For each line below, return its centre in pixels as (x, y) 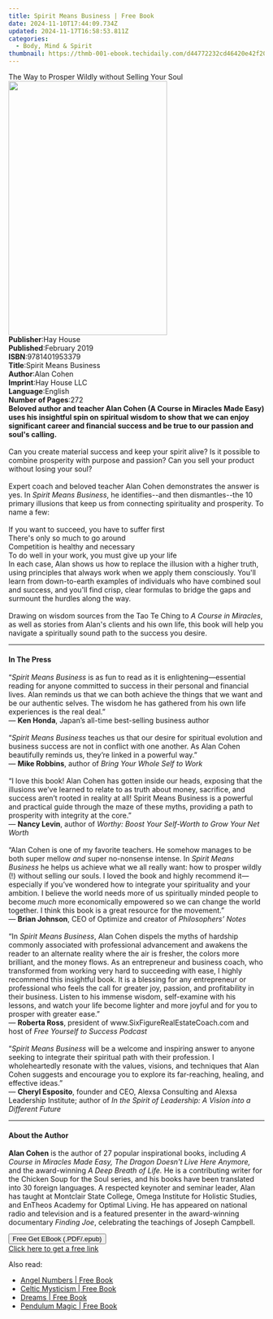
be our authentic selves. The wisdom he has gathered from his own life (127, 703)
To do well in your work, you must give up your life (93, 555)
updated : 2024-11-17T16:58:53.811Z (69, 31)
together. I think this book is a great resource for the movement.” (117, 910)
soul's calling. (32, 434)
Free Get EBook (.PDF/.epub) (57, 1239)
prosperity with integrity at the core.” (70, 816)
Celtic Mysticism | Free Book (68, 1289)
